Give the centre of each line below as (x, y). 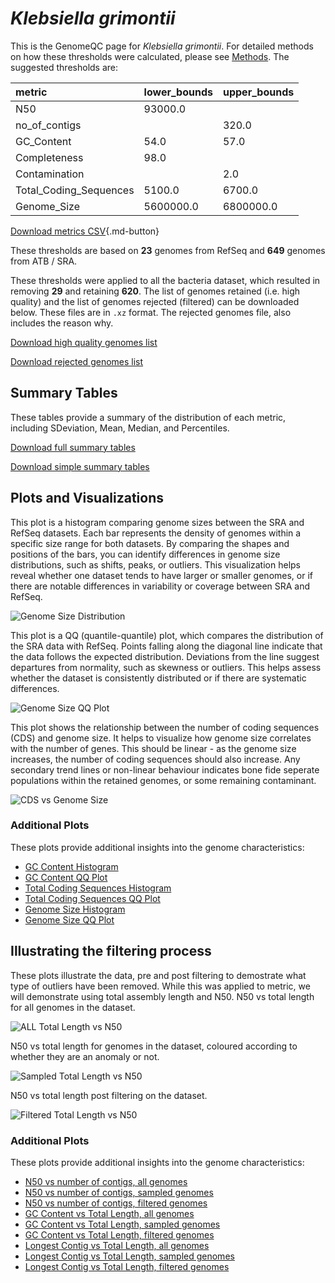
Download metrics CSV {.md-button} (85, 231)
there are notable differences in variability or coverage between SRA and (160, 586)
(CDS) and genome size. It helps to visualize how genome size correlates (161, 738)
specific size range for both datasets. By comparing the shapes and (150, 543)
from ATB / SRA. (44, 261)
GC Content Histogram (71, 866)
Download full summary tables (73, 447)
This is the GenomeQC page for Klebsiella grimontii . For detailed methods (162, 46)
